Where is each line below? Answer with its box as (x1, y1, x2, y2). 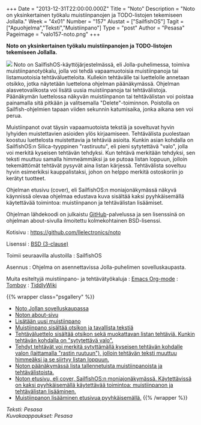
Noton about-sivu (14, 312, 59, 318)
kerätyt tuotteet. (6, 175, 46, 182)
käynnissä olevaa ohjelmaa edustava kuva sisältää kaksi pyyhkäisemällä (6, 193, 184, 200)
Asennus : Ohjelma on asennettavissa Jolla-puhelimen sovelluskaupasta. (6, 264, 186, 271)
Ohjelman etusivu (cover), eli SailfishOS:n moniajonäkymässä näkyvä (6, 186, 177, 193)
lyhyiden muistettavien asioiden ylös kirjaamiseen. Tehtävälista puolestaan (6, 130, 190, 137)
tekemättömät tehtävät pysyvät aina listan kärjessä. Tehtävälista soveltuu (6, 162, 187, 169)
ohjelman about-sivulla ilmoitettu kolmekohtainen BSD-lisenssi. (6, 217, 162, 224)
